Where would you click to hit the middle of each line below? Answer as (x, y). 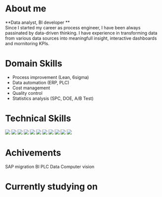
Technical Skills (38, 118)
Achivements (33, 153)
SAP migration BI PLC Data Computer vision (50, 166)
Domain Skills (34, 64)
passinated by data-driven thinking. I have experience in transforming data (81, 33)
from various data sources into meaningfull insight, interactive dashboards (81, 38)
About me (26, 9)
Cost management (31, 88)
